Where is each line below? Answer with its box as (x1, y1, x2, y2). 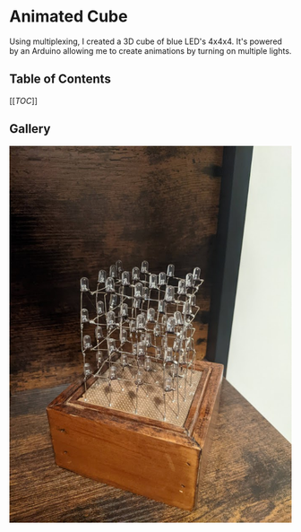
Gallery (9, 121, 51, 136)
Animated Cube (9, 6, 128, 27)
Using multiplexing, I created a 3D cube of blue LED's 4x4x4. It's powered (9, 36, 282, 47)
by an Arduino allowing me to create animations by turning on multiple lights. (9, 45, 292, 56)
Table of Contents (9, 72, 112, 87)
